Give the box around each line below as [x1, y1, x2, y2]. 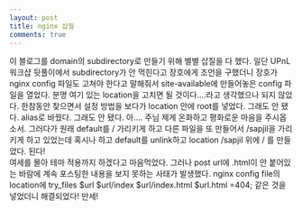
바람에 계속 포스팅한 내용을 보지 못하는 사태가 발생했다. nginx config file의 [18, 169, 281, 179]
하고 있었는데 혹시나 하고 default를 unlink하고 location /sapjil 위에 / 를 [25, 134, 275, 145]
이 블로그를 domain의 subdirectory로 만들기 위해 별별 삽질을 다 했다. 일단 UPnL [9, 56, 291, 67]
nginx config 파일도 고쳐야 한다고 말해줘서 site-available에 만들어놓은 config [9, 78, 282, 89]
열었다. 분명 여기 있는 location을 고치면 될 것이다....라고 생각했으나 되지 [25, 89, 277, 100]
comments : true [9, 30, 67, 39]
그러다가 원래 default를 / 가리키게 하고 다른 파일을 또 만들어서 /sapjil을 [28, 123, 277, 134]
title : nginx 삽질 [9, 22, 75, 31]
